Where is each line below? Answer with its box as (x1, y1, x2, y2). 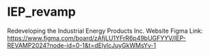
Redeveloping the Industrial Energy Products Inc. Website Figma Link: (7, 27, 203, 35)
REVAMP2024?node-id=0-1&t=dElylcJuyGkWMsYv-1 (7, 41, 156, 49)
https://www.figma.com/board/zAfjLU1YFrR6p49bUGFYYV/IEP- (7, 33, 187, 42)
